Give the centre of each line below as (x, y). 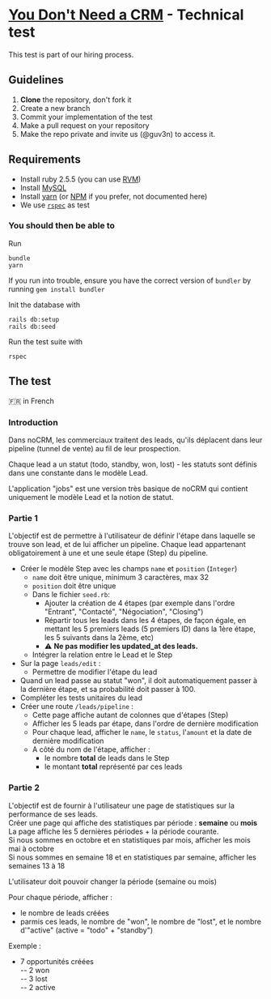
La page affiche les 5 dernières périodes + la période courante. (114, 831)
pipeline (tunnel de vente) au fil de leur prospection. (95, 448)
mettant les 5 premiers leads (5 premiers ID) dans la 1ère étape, (150, 629)
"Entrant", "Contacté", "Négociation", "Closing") (124, 612)
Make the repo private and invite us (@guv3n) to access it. (118, 134)
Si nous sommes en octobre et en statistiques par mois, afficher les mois (129, 839)
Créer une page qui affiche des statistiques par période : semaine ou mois (133, 822)
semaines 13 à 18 (37, 865)
